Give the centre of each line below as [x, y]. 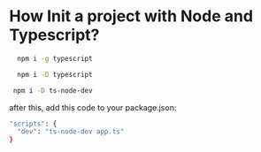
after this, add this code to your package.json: [93, 107]
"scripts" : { [33, 124]
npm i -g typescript [55, 58]
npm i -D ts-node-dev [53, 90]
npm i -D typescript [55, 74]
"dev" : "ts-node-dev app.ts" [71, 132]
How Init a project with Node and [131, 16]
